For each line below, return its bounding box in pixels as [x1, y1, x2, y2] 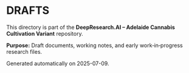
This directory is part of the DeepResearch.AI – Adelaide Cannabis [6, 24, 175, 31]
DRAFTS [6, 4, 50, 17]
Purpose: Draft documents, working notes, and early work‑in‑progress [6, 42, 184, 49]
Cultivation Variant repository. [6, 30, 83, 37]
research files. [6, 48, 43, 55]
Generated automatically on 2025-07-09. [6, 60, 109, 67]
